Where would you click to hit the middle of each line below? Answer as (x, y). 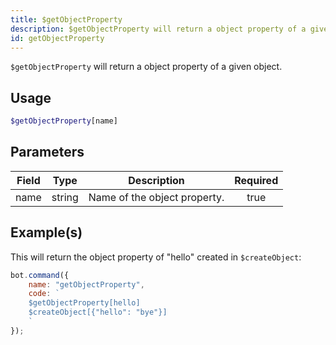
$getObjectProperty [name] (64, 121)
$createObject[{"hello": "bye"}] (98, 312)
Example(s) (46, 232)
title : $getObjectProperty (66, 19)
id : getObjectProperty (57, 38)
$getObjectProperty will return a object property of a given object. (146, 67)
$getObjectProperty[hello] (84, 303)
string (65, 197)
